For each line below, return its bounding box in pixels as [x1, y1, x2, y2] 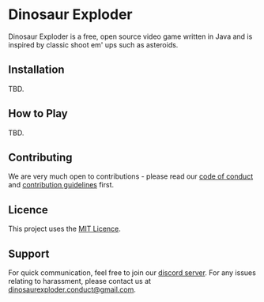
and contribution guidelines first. [8, 180, 115, 190]
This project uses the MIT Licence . [8, 224, 121, 234]
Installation [8, 63, 65, 77]
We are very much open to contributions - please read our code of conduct [8, 172, 254, 181]
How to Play [8, 107, 69, 120]
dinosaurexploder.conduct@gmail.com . [8, 285, 137, 294]
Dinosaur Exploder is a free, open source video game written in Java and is [8, 32, 253, 41]
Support [8, 247, 50, 260]
